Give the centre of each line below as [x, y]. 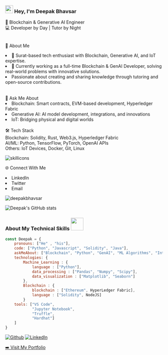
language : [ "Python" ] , [56, 267]
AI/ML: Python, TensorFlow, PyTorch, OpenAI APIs [57, 143]
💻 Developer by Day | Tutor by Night [43, 28]
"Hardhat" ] [43, 318]
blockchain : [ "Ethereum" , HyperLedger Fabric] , [83, 290]
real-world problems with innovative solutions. [53, 72]
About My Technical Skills [37, 228]
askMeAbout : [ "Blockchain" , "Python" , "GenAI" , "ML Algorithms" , [84, 253]
